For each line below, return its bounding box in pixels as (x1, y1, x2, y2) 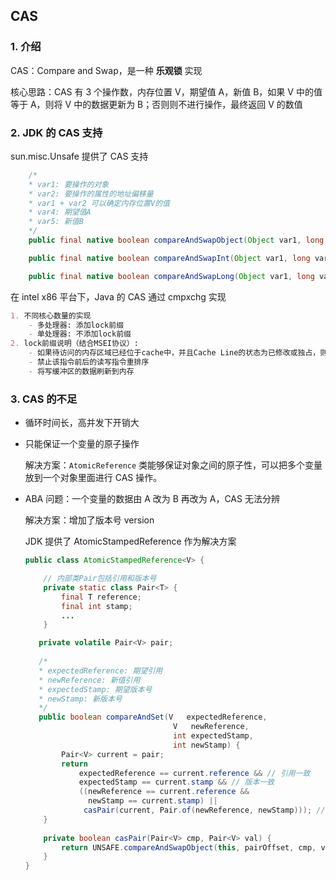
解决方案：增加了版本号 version (24, 514, 155, 526)
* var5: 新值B (28, 217, 84, 227)
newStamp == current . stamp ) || (88, 796, 218, 806)
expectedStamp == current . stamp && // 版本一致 (78, 777, 275, 788)
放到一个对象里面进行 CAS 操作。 (24, 472, 163, 484)
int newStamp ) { (173, 740, 241, 750)
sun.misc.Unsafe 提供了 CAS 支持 (10, 150, 149, 162)
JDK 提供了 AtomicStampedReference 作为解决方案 (24, 535, 237, 548)
